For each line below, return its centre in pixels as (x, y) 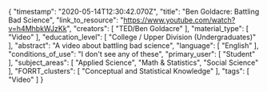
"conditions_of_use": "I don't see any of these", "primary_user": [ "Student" (132, 54)
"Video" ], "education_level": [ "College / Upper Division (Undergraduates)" (132, 37)
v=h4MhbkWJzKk (38, 28)
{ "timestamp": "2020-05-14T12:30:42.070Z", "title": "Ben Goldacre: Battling (134, 12)
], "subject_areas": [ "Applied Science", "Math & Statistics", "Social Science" (133, 62)
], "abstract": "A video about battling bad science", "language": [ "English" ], (133, 46)
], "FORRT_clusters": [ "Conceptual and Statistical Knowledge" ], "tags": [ (129, 71)
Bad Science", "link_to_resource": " (66, 20)
